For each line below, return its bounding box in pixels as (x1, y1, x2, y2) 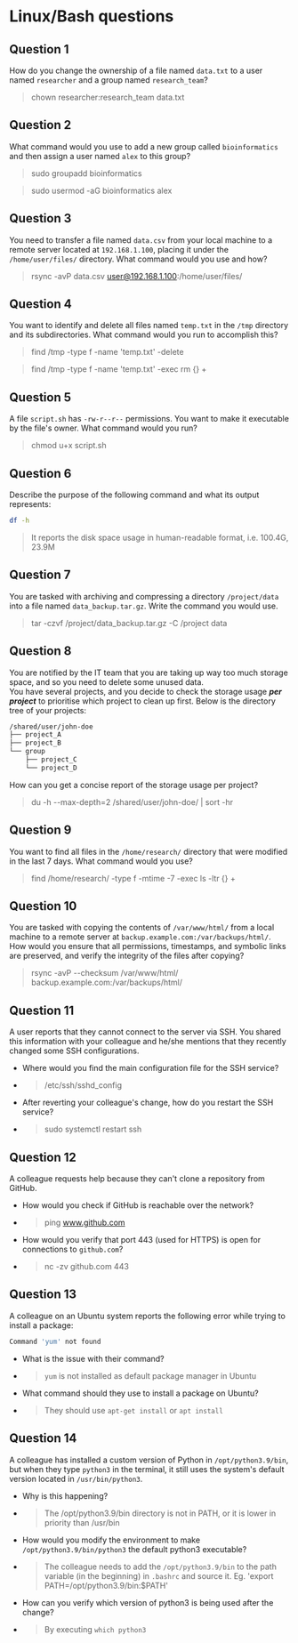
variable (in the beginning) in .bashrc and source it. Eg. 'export (44, 1570, 274, 1581)
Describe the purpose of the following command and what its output (9, 489, 260, 500)
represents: (9, 499, 52, 510)
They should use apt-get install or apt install (44, 1405, 224, 1415)
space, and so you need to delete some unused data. (9, 676, 205, 687)
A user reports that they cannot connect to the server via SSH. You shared (9, 1027, 282, 1037)
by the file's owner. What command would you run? (9, 423, 197, 433)
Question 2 (9, 117, 72, 133)
